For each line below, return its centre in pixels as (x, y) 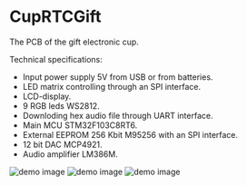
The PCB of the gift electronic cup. (74, 42)
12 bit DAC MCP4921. (62, 144)
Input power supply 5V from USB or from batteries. (118, 77)
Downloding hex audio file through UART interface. (118, 115)
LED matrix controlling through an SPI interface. (112, 86)
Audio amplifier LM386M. (70, 154)
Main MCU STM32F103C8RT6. (80, 125)
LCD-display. (47, 96)
